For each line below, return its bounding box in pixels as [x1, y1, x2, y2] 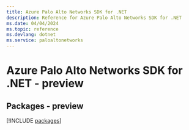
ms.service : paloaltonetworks [6, 37, 84, 43]
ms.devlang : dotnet [6, 32, 56, 38]
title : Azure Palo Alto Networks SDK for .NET [6, 9, 127, 15]
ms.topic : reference [6, 26, 59, 32]
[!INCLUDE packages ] [6, 117, 62, 124]
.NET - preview [6, 77, 84, 90]
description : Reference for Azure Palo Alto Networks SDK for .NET [6, 15, 182, 21]
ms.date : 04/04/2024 [6, 20, 59, 26]
